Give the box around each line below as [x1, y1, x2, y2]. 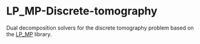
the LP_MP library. [6, 30, 52, 37]
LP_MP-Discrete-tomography [6, 4, 158, 18]
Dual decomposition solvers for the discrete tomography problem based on [6, 24, 194, 31]
